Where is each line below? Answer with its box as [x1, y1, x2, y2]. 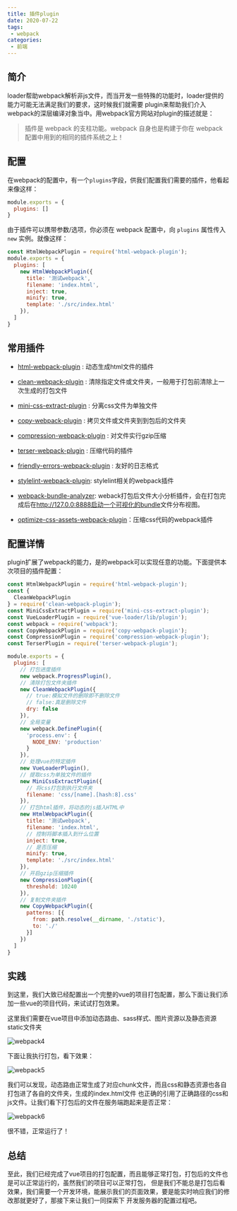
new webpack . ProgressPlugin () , [20, 673, 112, 680]
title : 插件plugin [7, 10, 59, 18]
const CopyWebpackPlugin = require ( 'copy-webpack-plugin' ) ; [7, 627, 188, 634]
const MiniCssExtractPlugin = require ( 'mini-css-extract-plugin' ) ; [7, 607, 210, 614]
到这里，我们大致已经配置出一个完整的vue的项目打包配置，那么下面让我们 [7, 990, 222, 999]
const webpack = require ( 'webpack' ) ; [7, 620, 119, 627]
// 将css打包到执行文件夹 [25, 784, 93, 792]
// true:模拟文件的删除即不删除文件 [25, 693, 120, 700]
